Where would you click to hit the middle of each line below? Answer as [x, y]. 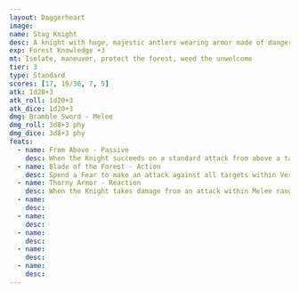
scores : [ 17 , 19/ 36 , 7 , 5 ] [59, 84]
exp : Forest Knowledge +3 [57, 51]
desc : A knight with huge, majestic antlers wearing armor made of [137, 42]
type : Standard [37, 76]
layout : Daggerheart [48, 17]
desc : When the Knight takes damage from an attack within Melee [149, 191]
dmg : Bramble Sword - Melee [61, 117]
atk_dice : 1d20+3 [41, 109]
